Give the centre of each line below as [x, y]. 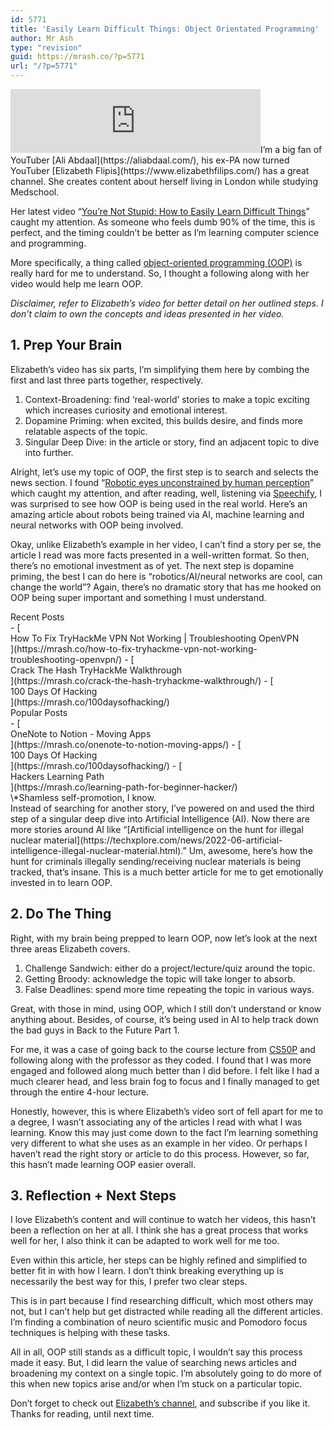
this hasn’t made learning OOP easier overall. [103, 1164]
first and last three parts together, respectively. [107, 380]
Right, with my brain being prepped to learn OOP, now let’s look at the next [164, 938]
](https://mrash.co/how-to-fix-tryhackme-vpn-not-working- [134, 648]
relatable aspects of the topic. [86, 431]
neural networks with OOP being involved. [97, 525]
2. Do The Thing [61, 914]
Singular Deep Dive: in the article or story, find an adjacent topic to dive [172, 442]
